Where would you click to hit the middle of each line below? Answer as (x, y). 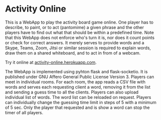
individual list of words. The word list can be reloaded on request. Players (78, 97)
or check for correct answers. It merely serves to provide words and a (75, 42)
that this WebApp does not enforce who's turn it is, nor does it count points (80, 38)
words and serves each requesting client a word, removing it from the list (78, 87)
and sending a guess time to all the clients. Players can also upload (72, 92)
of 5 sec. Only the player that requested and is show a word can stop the (77, 107)
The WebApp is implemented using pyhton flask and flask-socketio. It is (76, 71)
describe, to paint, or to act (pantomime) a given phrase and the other (74, 27)
